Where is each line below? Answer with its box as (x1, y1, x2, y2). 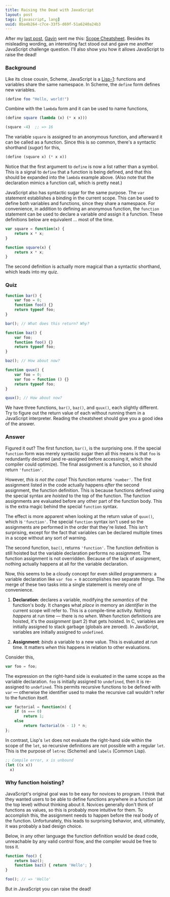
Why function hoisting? (5, 779, 64, 786)
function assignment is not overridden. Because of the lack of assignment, (5, 555, 161, 561)
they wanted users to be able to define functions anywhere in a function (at (5, 796, 163, 802)
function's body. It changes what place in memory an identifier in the (12, 602, 157, 608)
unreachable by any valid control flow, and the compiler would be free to (5, 838, 157, 844)
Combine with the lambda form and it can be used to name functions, (5, 106, 149, 112)
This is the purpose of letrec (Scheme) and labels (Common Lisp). (5, 748, 146, 754)
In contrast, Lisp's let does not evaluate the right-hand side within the (5, 737, 152, 743)
